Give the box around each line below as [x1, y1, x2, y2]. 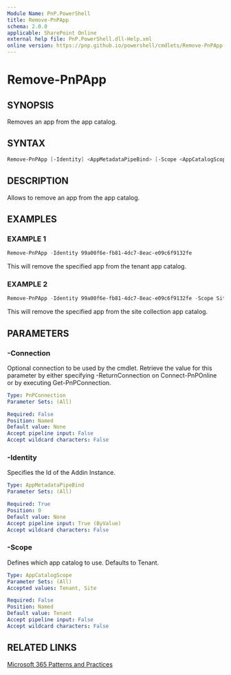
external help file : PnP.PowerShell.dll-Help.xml [7, 36, 153, 43]
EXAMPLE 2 [7, 279, 48, 288]
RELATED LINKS [7, 642, 77, 654]
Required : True [7, 501, 51, 508]
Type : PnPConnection [7, 391, 67, 399]
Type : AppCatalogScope [7, 571, 72, 578]
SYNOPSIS [7, 99, 54, 111]
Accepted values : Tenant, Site [7, 585, 97, 591]
